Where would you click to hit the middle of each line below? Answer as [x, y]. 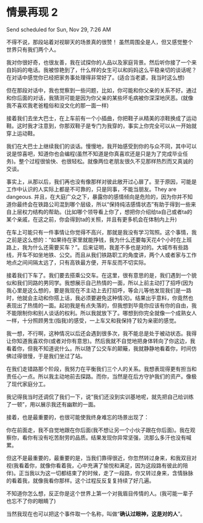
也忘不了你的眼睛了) [31, 501]
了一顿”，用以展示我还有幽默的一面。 [53, 404]
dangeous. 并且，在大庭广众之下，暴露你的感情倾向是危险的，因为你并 [94, 196]
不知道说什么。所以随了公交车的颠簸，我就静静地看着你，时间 [114, 348]
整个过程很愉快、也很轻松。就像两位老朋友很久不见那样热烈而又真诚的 [106, 161]
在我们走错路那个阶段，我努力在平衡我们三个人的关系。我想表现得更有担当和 [101, 368]
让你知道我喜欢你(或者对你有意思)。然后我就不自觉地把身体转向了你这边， [98, 341]
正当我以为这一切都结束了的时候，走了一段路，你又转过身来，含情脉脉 [106, 473]
